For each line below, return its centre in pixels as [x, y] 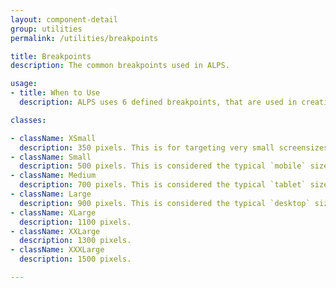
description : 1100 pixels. [75, 222]
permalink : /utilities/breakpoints [84, 38]
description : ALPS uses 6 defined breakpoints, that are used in [158, 102]
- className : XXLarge [55, 231]
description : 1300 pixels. [75, 241]
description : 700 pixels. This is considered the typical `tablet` [163, 185]
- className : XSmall [53, 138]
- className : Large [51, 194]
